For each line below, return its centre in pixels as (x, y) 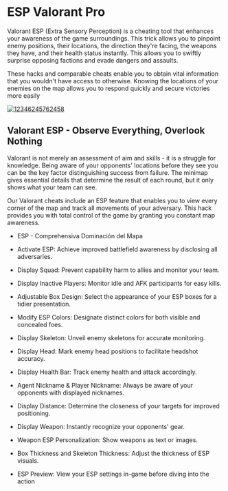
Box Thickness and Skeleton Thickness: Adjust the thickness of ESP (113, 453)
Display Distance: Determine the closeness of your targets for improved (118, 406)
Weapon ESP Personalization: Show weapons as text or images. (107, 440)
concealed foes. (40, 324)
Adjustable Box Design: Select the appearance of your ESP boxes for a (117, 296)
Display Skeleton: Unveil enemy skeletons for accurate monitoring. (111, 337)
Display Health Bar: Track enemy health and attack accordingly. (107, 372)
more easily (24, 95)
